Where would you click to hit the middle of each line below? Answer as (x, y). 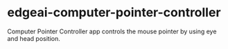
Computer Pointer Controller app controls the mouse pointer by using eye (112, 31)
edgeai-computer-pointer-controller (114, 13)
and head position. (34, 38)
